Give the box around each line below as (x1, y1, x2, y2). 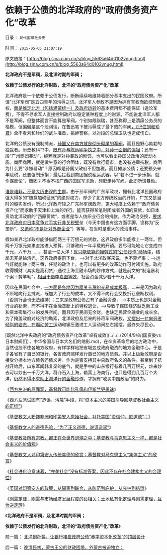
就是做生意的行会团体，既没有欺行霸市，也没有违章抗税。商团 (35, 159, 162, 165)
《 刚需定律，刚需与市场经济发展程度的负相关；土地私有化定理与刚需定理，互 (5, 496, 162, 502)
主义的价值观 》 (9, 441, 40, 447)
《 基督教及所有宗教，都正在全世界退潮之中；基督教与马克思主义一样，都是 (5, 435, 158, 441)
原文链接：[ (5, 55, 29, 61)
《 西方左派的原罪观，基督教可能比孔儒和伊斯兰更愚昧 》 (5, 386, 118, 392)
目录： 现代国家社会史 (5, 34, 46, 40)
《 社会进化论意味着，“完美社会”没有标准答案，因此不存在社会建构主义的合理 (5, 468, 162, 474)
